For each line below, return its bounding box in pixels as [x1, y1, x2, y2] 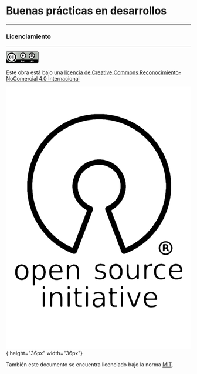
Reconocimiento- [140, 69, 182, 76]
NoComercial [6, 75, 38, 82]
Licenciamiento [6, 32, 51, 41]
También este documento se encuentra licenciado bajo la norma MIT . [6, 361, 174, 368]
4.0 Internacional [39, 75, 80, 82]
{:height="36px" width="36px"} [6, 350, 83, 357]
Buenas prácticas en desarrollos [6, 4, 167, 18]
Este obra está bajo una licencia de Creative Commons [6, 69, 139, 76]
